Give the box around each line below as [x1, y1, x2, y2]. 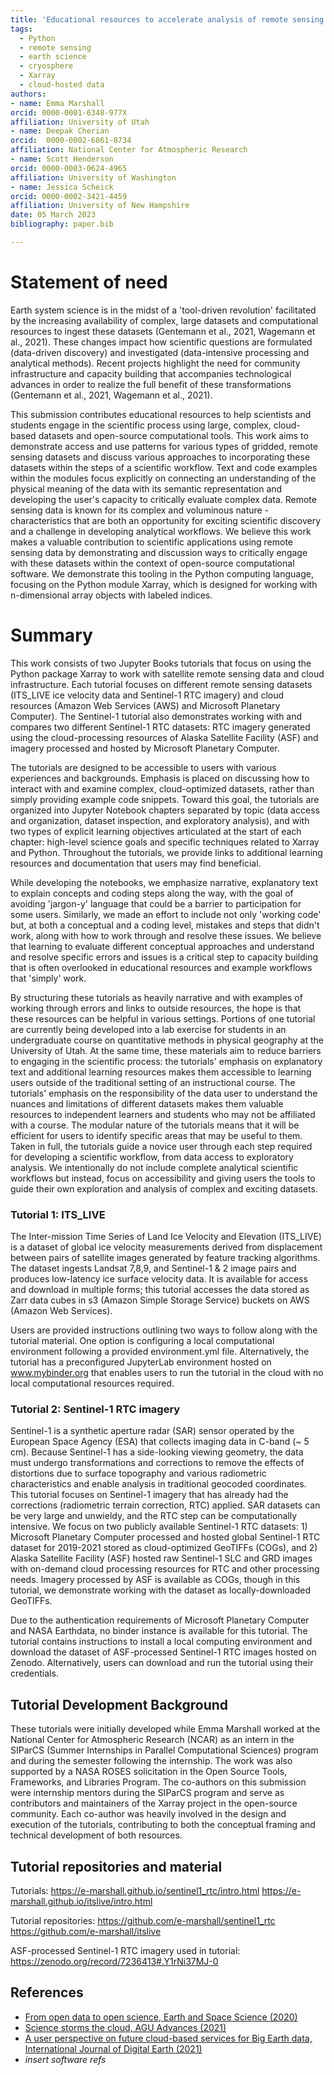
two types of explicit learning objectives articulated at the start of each [10, 825, 302, 837]
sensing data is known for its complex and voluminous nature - [10, 504, 270, 516]
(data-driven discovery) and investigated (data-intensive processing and [10, 346, 310, 358]
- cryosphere [19, 61, 74, 71]
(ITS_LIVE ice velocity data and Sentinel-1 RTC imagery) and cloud [10, 689, 285, 701]
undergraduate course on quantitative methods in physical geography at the [10, 1034, 324, 1046]
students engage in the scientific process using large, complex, [10, 419, 272, 431]
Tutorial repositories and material [10, 1858, 223, 1875]
